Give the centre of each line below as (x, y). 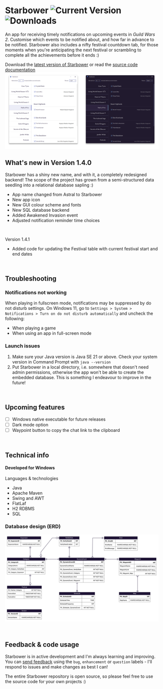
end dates (22, 254)
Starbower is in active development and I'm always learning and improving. (80, 656)
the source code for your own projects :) (45, 681)
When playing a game (34, 328)
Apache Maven (27, 493)
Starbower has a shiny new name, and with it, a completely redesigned (76, 174)
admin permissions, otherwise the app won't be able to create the (78, 372)
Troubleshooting (31, 279)
